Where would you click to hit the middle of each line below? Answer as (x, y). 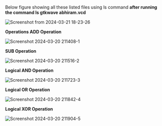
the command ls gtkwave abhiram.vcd (45, 12)
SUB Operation (21, 51)
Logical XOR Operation (29, 109)
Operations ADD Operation (33, 32)
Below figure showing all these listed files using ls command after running (81, 7)
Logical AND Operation (29, 70)
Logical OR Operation (28, 90)
